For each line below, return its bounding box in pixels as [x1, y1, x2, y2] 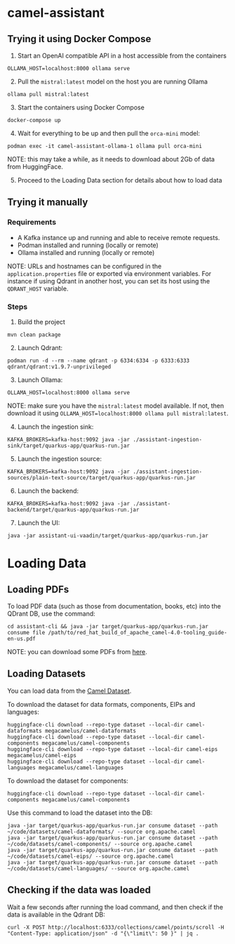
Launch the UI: [17, 518, 60, 527]
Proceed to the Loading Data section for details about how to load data [17, 176, 222, 184]
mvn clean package [7, 331, 61, 338]
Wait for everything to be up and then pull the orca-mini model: [17, 129, 201, 138]
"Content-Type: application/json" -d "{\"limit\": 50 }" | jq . [7, 930, 199, 937]
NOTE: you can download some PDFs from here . [7, 647, 147, 656]
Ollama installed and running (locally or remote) [17, 248, 155, 257]
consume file [7, 629, 46, 636]
